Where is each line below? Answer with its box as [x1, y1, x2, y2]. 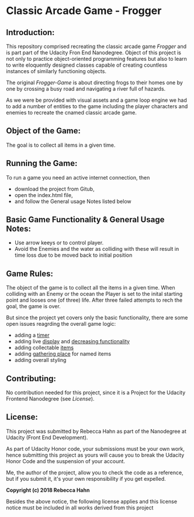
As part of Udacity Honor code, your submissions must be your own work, [6, 445, 185, 452]
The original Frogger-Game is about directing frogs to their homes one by [6, 79, 183, 86]
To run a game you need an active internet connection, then [6, 174, 150, 181]
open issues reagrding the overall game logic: [6, 320, 116, 328]
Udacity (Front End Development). [6, 434, 88, 441]
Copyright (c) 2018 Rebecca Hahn [6, 487, 90, 494]
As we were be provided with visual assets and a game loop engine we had [6, 96, 187, 104]
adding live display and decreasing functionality [14, 338, 130, 345]
